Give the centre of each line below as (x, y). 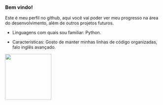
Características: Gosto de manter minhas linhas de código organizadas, (85, 42)
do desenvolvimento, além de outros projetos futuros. (60, 23)
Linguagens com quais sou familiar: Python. (57, 33)
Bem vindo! (19, 7)
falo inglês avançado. (34, 47)
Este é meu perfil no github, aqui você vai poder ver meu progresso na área (82, 18)
